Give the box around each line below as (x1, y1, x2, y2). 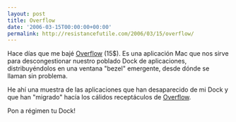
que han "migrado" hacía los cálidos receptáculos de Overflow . (7, 93, 191, 102)
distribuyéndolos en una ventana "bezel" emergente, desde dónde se (7, 64, 210, 73)
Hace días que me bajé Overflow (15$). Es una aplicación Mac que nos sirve (7, 49, 229, 58)
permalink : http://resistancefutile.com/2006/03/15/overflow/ (7, 30, 194, 37)
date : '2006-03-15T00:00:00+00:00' (7, 23, 112, 30)
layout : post (7, 10, 46, 18)
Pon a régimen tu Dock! (7, 106, 76, 115)
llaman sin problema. (7, 72, 69, 80)
